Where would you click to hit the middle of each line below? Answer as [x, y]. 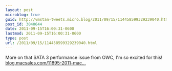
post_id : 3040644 [24, 24]
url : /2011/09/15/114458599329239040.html [51, 43]
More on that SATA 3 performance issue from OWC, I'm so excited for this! [84, 57]
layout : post [19, 10]
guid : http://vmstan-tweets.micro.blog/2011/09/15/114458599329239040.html [88, 19]
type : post [17, 39]
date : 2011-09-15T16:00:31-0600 [40, 29]
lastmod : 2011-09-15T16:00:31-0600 [43, 33]
